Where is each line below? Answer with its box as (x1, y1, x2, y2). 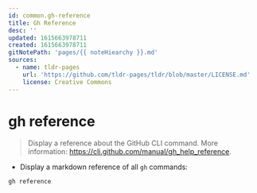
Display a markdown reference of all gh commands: (19, 162, 189, 172)
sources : (8, 56, 37, 64)
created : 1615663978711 (8, 41, 88, 49)
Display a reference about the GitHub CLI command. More (27, 138, 219, 148)
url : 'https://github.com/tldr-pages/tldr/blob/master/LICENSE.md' (22, 71, 251, 79)
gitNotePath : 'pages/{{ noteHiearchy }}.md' (8, 48, 158, 56)
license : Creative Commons (22, 78, 112, 86)
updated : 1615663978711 (8, 33, 88, 42)
